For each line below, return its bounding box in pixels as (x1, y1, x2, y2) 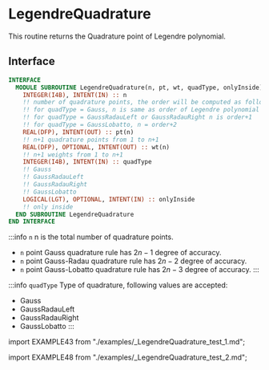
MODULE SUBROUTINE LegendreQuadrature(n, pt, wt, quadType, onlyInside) (15, 83, 263, 91)
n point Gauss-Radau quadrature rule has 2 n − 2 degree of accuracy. (19, 256, 247, 266)
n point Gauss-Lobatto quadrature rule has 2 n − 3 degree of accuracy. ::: (19, 265, 260, 274)
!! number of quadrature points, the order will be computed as (22, 98, 242, 107)
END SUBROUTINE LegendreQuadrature (15, 210, 134, 218)
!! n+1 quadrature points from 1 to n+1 (22, 136, 159, 144)
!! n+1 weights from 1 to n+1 (22, 150, 124, 159)
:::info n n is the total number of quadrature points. (8, 232, 174, 242)
